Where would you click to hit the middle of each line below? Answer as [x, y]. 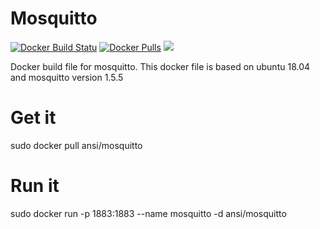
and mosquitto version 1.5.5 [67, 77]
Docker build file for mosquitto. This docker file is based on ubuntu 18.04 [160, 66]
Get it [33, 118]
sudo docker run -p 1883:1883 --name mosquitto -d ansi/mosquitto [148, 213]
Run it [35, 186]
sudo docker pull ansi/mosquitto [76, 145]
